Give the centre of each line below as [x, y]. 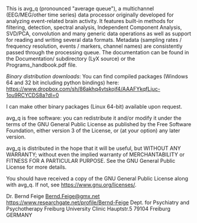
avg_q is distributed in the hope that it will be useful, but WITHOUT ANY [94, 148]
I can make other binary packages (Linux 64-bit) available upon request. [94, 106]
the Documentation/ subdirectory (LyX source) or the [71, 59]
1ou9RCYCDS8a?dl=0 [33, 95]
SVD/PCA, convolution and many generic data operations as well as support [98, 34]
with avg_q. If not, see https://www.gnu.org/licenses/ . [71, 185]
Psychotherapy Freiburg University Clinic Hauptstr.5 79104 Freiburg [88, 209]
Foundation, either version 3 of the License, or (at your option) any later [93, 130]
